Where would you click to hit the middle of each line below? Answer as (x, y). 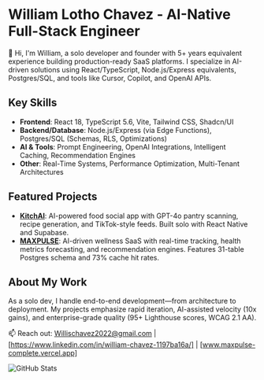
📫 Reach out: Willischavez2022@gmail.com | (82, 334)
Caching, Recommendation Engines (78, 155)
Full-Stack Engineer (74, 31)
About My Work (48, 282)
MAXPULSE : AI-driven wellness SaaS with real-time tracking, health (130, 241)
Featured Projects (53, 197)
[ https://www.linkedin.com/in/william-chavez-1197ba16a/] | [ (106, 345)
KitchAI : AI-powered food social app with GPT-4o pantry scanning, (129, 216)
